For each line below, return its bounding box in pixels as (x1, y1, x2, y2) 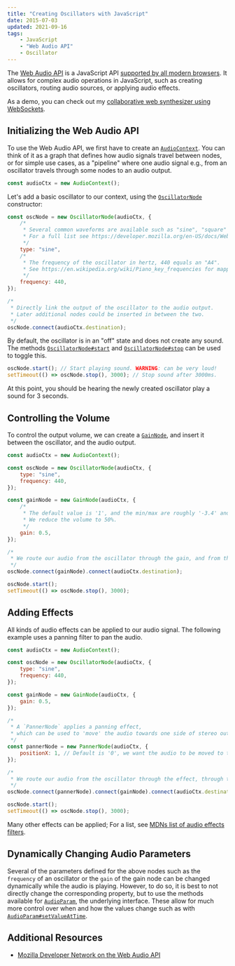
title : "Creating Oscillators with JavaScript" (7, 10, 149, 18)
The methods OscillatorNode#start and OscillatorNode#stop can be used (7, 344, 222, 352)
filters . (7, 828, 26, 836)
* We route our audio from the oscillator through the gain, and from (10, 555, 220, 562)
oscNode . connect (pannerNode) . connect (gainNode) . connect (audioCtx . (7, 788, 205, 795)
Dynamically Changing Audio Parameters (7, 848, 191, 860)
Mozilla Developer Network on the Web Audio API (17, 951, 161, 959)
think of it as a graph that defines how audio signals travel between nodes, (7, 151, 222, 159)
